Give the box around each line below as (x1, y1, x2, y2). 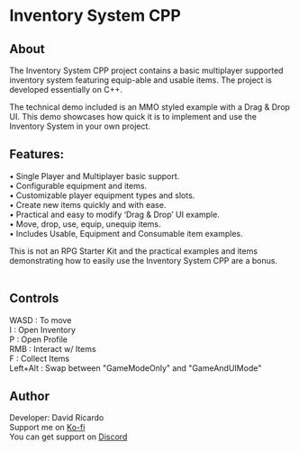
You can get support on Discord (9, 431, 128, 442)
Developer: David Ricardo (9, 412, 104, 423)
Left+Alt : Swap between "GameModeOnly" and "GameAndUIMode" (9, 362, 262, 374)
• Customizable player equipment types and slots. (9, 190, 195, 201)
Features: (9, 147, 65, 162)
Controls (9, 291, 59, 306)
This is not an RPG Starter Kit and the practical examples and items (9, 245, 258, 257)
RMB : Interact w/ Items (9, 343, 96, 354)
